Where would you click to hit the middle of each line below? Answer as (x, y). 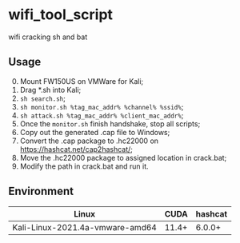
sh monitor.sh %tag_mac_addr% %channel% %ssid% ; (102, 106)
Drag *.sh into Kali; (50, 90)
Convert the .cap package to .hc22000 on (89, 141)
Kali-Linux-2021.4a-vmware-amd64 (85, 227)
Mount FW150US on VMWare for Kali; (82, 81)
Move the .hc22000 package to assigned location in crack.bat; (123, 157)
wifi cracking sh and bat (48, 37)
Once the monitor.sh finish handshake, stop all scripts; (110, 123)
